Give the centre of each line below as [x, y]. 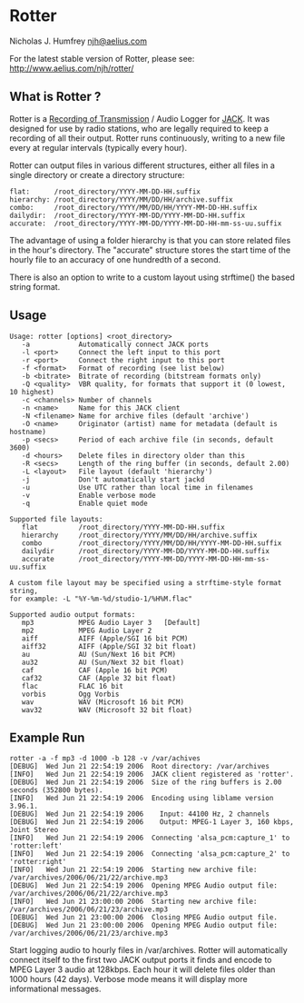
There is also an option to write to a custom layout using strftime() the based [152, 277]
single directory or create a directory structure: [97, 174]
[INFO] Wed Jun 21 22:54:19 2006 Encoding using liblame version [142, 799]
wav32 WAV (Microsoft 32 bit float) [107, 710]
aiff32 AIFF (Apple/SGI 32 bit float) [109, 646]
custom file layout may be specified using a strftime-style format [150, 582]
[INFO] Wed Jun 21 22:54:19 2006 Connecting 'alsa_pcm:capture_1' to [150, 838]
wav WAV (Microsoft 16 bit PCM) [103, 702]
